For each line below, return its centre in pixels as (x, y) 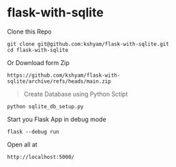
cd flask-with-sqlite (38, 50)
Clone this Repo (29, 31)
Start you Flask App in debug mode (57, 119)
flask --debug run (33, 131)
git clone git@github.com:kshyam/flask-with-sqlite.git (88, 44)
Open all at (22, 144)
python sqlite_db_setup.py (45, 106)
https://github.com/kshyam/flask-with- (64, 75)
